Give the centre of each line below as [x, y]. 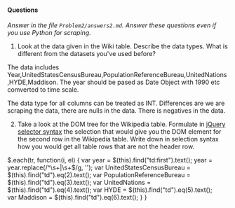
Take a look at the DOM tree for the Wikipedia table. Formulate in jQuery [121, 124]
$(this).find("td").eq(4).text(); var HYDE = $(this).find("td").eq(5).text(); [110, 190]
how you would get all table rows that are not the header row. [106, 146]
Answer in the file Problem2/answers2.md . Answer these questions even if [112, 25]
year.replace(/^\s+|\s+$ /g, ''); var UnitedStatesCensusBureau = [99, 167]
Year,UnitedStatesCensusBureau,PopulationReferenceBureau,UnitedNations [117, 75]
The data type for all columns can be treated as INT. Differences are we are [116, 103]
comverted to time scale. [43, 90]
